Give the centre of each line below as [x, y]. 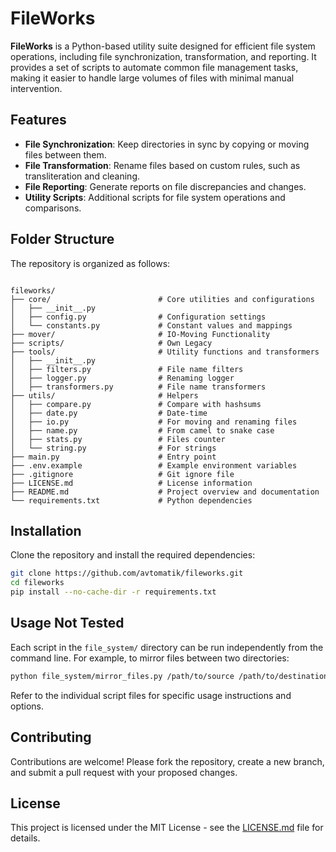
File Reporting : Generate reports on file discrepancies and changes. [165, 186]
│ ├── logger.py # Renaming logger [122, 378]
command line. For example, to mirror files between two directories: [150, 658]
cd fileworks [37, 583]
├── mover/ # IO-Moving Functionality [140, 334]
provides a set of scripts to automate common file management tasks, [154, 67]
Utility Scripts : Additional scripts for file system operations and [155, 197]
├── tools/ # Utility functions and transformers [165, 352]
